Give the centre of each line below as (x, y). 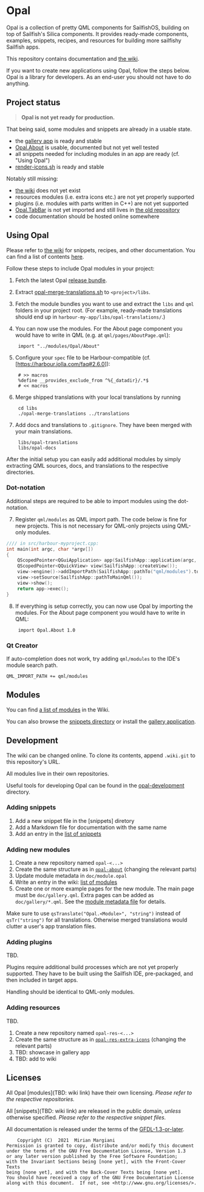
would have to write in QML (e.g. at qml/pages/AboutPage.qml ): (93, 335)
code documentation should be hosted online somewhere (87, 216)
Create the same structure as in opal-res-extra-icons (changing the (100, 1039)
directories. (21, 472)
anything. (18, 83)
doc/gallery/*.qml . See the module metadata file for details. (90, 901)
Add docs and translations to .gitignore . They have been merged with (104, 425)
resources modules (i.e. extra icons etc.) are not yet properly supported (104, 197)
